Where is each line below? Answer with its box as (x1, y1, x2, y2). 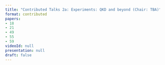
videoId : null (5, 43, 34, 48)
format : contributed (5, 12, 48, 17)
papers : (5, 16, 21, 21)
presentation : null (5, 48, 45, 53)
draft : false (5, 52, 32, 58)
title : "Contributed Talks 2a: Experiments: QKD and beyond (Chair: (5, 7, 148, 12)
